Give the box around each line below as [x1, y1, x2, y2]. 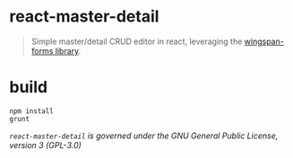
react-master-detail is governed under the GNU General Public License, [9, 130, 279, 141]
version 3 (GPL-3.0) [9, 139, 82, 150]
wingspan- [244, 36, 284, 47]
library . [55, 45, 82, 56]
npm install [9, 106, 54, 116]
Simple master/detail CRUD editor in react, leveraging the [30, 36, 243, 47]
